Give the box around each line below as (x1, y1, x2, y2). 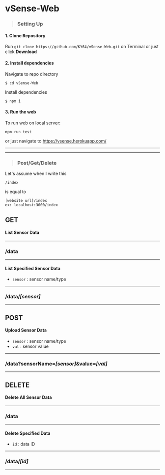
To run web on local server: (5, 120, 60, 126)
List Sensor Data (5, 229, 40, 235)
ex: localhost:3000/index (5, 202, 58, 208)
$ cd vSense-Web (5, 81, 38, 85)
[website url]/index (5, 198, 48, 203)
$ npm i (5, 99, 21, 104)
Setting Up (17, 21, 43, 28)
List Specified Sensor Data (5, 265, 60, 271)
